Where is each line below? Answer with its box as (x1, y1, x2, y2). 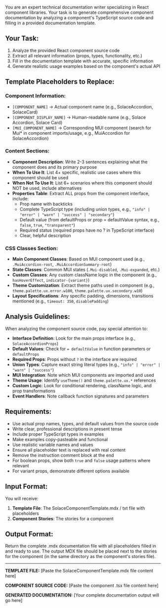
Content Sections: (5, 148, 50, 154)
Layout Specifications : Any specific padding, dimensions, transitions (12, 293, 154, 299)
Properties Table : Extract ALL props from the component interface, (12, 190, 150, 196)
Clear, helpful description (19, 232, 72, 238)
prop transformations (12, 388, 56, 394)
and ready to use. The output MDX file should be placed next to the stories (5, 548, 157, 554)
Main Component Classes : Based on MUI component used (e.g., (12, 256, 145, 262)
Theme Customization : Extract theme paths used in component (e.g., (12, 282, 155, 289)
